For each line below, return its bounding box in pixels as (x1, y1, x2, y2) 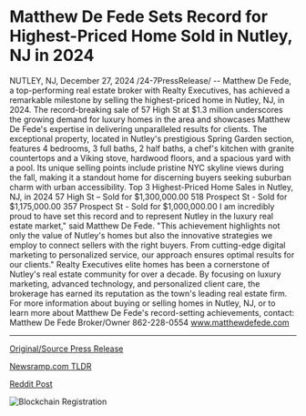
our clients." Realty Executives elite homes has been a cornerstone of (9, 259, 270, 269)
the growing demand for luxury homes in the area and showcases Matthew (9, 114, 291, 125)
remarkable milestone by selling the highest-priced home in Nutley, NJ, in (9, 94, 285, 106)
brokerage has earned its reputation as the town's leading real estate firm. (9, 288, 288, 299)
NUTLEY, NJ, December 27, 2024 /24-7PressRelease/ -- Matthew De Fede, (9, 75, 291, 86)
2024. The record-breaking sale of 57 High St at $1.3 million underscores (9, 104, 284, 115)
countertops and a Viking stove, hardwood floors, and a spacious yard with (9, 152, 291, 163)
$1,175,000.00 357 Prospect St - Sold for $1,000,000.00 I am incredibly (9, 200, 275, 211)
